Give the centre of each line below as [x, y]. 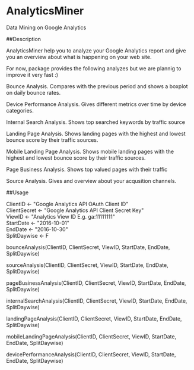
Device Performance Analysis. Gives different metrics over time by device [96, 104]
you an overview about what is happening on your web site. [79, 57]
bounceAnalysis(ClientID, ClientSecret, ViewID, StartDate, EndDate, [88, 247]
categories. [20, 110]
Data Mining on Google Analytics [46, 27]
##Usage [18, 192]
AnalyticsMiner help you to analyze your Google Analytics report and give [96, 50]
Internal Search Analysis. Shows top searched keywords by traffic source [96, 122]
